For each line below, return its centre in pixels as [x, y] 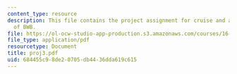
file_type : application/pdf [49, 40]
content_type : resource [42, 14]
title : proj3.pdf [33, 54]
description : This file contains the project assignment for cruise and [116, 20]
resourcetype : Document [42, 47]
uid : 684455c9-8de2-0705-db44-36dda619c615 [72, 60]
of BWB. [25, 27]
